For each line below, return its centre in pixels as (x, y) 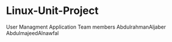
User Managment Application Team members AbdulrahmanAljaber (86, 27)
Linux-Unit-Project (52, 11)
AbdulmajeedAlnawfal (32, 33)
